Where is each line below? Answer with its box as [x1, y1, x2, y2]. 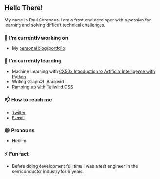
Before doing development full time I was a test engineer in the [11, 163, 138, 169]
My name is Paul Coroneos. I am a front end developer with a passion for [4, 17, 151, 22]
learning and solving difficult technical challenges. [4, 22, 106, 28]
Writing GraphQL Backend [11, 79, 64, 85]
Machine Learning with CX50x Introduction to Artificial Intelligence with [11, 68, 155, 75]
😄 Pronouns [4, 127, 35, 134]
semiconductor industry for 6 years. [11, 168, 84, 175]
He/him [11, 138, 27, 143]
